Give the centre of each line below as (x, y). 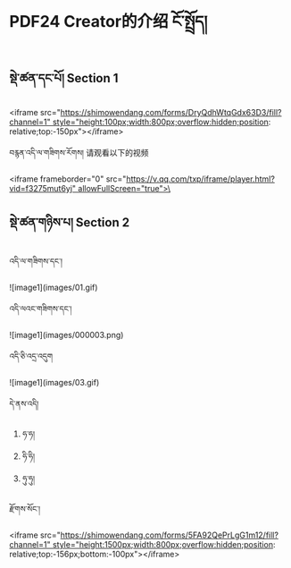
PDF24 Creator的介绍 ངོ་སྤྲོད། (108, 22)
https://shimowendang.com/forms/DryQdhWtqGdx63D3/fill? (171, 112)
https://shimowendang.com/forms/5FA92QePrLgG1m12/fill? (170, 535)
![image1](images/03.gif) (54, 382)
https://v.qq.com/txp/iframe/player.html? (200, 179)
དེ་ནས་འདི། (24, 403)
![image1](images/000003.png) (67, 335)
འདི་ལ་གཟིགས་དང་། (36, 261)
